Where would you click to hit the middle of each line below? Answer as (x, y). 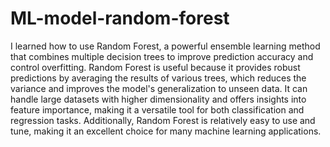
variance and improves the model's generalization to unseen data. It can (159, 88)
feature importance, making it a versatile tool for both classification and (157, 109)
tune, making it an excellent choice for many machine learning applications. (166, 131)
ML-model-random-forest (120, 18)
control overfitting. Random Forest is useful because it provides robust (155, 67)
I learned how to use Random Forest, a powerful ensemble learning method (165, 46)
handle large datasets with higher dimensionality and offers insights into (158, 99)
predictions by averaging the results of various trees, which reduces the (158, 78)
